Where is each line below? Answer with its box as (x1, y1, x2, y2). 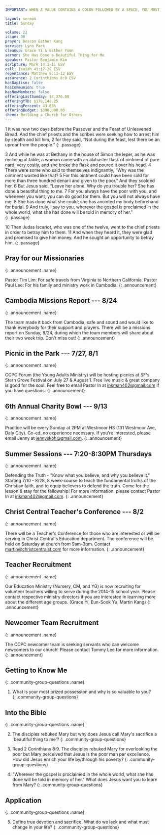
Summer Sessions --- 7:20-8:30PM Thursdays (5, 450, 152, 458)
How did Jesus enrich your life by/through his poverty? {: (12, 756, 128, 762)
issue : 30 (5, 34, 26, 40)
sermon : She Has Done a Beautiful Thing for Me (5, 52, 105, 57)
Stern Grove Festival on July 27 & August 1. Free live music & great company (5, 377, 160, 383)
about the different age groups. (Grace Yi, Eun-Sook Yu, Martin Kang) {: (5, 599, 151, 605)
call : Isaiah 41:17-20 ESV (5, 66, 61, 72)
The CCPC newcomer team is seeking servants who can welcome (5, 641, 139, 647)
